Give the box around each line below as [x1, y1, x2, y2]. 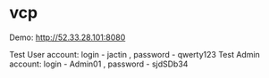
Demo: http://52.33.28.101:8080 [9, 32, 126, 43]
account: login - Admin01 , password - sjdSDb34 [9, 58, 189, 69]
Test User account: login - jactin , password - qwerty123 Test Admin [9, 49, 261, 59]
